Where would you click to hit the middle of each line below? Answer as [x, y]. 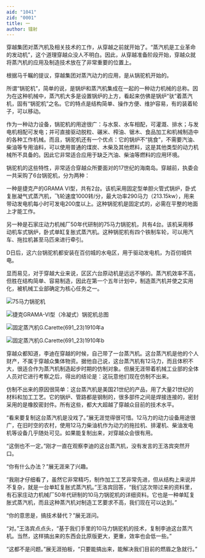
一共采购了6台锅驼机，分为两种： [48, 175]
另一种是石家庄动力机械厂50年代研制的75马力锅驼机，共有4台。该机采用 [97, 224]
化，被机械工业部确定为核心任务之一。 [54, 288]
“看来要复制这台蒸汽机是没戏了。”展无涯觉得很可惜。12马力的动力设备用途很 [101, 418]
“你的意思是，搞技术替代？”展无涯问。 [54, 516]
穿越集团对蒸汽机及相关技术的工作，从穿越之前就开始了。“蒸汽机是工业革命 [101, 47]
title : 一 [18, 23]
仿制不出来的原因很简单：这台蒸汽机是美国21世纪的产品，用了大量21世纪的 [100, 389]
